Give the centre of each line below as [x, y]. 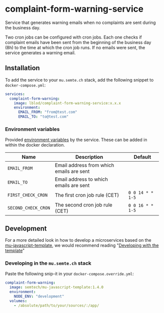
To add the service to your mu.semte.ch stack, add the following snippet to [79, 80]
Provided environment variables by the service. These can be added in [76, 140]
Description [89, 157]
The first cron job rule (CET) [87, 195]
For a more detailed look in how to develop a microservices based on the [78, 240]
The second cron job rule [84, 205]
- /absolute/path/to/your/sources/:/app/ [56, 305]
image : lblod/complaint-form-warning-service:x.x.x [67, 103]
